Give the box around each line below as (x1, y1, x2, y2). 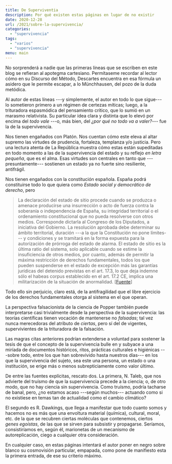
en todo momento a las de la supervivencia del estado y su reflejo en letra (5, 150, 161, 156)
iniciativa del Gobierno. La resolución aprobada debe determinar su (17, 224, 160, 230)
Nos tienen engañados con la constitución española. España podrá (5, 176, 147, 182)
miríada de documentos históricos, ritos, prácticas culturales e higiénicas (5, 347, 160, 353)
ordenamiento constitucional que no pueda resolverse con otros (17, 213, 154, 219)
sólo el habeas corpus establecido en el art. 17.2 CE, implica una (17, 273, 154, 279)
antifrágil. (5, 166, 26, 172)
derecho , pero (5, 187, 35, 193)
